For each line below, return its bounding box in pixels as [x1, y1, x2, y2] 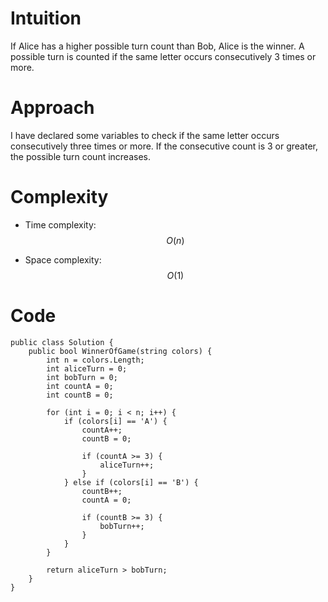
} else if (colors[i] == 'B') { [63, 477, 199, 487]
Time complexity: [24, 218, 97, 231]
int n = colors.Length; [46, 355, 145, 365]
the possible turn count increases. [10, 150, 152, 162]
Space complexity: [24, 253, 102, 266]
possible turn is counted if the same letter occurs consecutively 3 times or [10, 50, 317, 62]
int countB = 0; [46, 390, 114, 400]
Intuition [10, 7, 82, 30]
